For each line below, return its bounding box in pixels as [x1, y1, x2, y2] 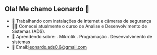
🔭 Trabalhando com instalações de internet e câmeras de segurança [11, 18, 152, 24]
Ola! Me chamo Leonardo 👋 [4, 5, 90, 13]
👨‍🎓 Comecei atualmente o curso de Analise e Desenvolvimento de [11, 23, 147, 29]
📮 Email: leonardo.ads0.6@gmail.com [11, 44, 87, 50]
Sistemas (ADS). [11, 28, 46, 34]
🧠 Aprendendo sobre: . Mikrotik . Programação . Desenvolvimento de [11, 33, 153, 39]
